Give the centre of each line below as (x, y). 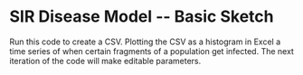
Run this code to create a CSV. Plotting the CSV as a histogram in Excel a (145, 42)
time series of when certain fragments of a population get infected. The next (151, 51)
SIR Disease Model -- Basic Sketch (142, 17)
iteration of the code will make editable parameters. (105, 61)
